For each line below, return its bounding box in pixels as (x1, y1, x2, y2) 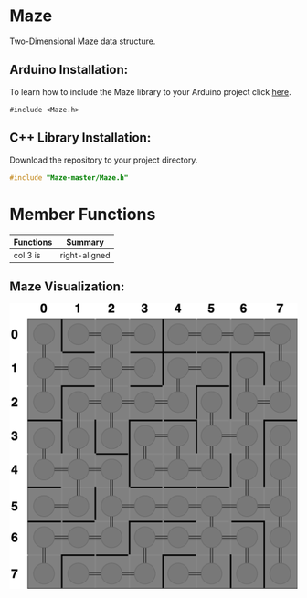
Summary (66, 236, 105, 247)
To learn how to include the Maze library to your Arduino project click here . (9, 86, 291, 97)
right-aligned (59, 250, 111, 261)
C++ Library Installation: (9, 130, 152, 146)
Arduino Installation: (9, 62, 129, 78)
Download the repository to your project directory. (9, 154, 198, 165)
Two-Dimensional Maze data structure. (9, 36, 156, 47)
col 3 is (13, 250, 41, 261)
